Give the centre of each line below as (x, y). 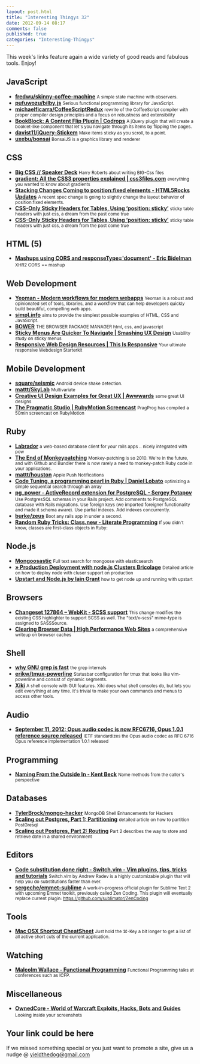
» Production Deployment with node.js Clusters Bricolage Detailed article (104, 567)
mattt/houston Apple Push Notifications (59, 474)
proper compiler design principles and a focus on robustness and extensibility (95, 115)
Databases (27, 798)
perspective (27, 780)
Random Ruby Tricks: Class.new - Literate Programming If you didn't (99, 522)
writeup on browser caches (43, 635)
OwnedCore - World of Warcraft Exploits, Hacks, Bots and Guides (98, 1008)
